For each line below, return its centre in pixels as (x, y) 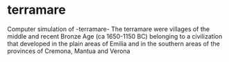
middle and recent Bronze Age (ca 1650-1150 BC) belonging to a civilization (115, 36)
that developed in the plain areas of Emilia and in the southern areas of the (113, 43)
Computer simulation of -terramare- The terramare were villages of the (109, 29)
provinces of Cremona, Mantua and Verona (69, 51)
